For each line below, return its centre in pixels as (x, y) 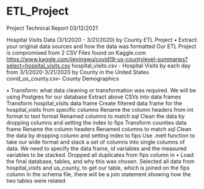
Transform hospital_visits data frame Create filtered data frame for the (94, 103)
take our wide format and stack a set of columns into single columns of (96, 142)
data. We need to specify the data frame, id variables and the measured (97, 148)
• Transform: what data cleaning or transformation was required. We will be (101, 90)
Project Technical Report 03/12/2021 (52, 28)
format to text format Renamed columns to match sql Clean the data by (96, 116)
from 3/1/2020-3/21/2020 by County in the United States (78, 72)
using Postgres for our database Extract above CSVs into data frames (94, 97)
